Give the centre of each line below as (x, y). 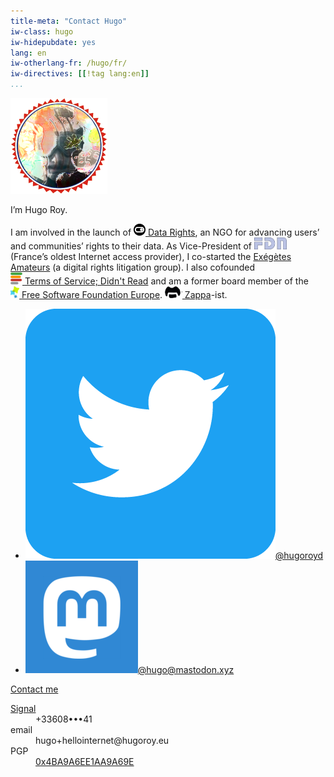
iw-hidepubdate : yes (53, 42)
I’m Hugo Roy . (39, 209)
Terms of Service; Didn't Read (86, 281)
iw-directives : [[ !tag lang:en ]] (80, 74)
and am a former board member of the (229, 281)
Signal (23, 708)
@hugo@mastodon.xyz (186, 669)
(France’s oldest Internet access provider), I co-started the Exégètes (151, 256)
